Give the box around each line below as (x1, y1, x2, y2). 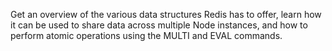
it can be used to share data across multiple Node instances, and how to (10, 19, 308, 31)
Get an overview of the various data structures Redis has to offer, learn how (10, 9, 322, 20)
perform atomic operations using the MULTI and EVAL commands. (10, 30, 283, 41)
